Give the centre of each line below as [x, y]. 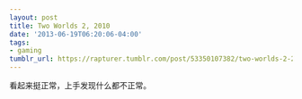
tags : [19, 42]
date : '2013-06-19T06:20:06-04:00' [76, 34]
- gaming [26, 51]
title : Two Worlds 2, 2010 [60, 26]
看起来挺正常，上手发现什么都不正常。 [80, 85]
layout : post [34, 17]
